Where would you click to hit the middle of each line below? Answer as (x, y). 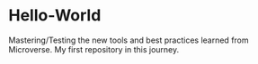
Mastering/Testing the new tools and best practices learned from (129, 40)
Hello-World (55, 16)
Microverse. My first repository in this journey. (94, 49)
